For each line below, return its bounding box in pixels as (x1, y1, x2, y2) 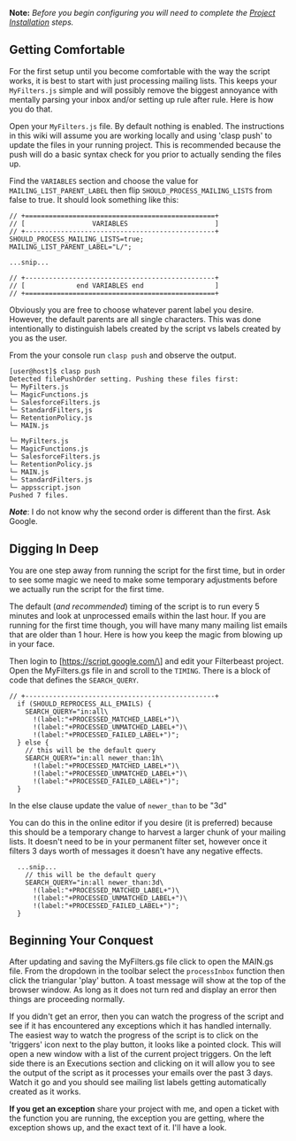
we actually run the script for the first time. (9, 583, 165, 594)
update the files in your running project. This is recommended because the (9, 139, 281, 150)
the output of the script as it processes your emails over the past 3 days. (9, 1068, 274, 1078)
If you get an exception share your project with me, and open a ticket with (9, 1104, 280, 1114)
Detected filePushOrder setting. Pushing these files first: (9, 374, 239, 383)
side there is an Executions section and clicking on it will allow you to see (9, 1058, 276, 1069)
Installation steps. (9, 17, 74, 27)
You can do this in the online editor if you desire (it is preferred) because (9, 817, 273, 828)
